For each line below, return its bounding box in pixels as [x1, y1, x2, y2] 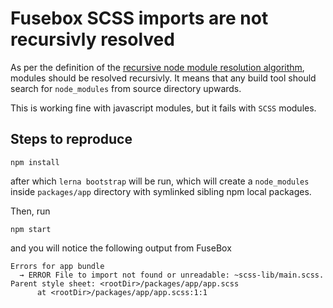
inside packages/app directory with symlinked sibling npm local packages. [10, 185, 312, 197]
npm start [10, 224, 52, 234]
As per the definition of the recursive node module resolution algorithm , [10, 61, 305, 73]
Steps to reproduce [10, 131, 133, 148]
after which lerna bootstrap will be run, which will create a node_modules [10, 175, 310, 187]
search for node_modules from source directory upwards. [10, 82, 242, 94]
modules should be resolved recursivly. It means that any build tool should [10, 72, 317, 84]
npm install [10, 157, 60, 167]
